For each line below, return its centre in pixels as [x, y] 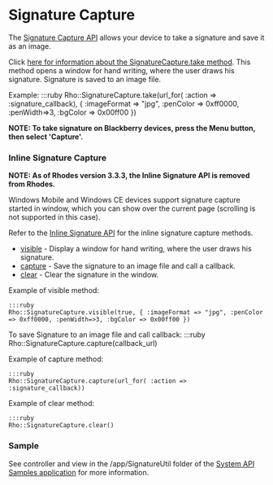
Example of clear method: [52, 404]
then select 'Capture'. [46, 137]
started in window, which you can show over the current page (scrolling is [132, 208]
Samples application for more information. [79, 472]
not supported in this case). [54, 217]
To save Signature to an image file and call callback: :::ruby [107, 334]
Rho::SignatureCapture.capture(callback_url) [83, 343]
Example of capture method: [56, 359]
